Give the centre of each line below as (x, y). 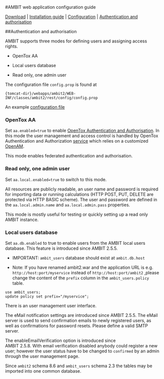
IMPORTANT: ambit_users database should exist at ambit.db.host (79, 258)
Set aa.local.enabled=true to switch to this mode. (56, 179)
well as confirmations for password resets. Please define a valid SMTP (77, 326)
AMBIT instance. (22, 220)
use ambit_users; (23, 292)
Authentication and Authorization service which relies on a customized (77, 141)
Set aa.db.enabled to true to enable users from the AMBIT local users (75, 243)
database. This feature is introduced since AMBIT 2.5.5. (62, 248)
